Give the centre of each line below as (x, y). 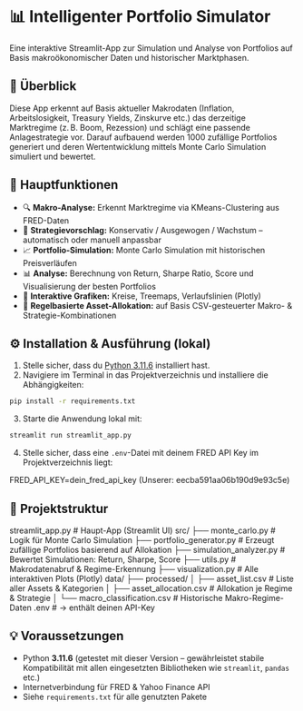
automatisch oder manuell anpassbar (92, 240)
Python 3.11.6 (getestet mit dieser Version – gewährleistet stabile (143, 657)
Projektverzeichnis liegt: (68, 462)
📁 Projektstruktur (59, 509)
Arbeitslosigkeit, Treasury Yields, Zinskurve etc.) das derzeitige (128, 117)
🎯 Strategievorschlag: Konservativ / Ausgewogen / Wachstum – (142, 230)
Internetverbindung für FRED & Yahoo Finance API (116, 686)
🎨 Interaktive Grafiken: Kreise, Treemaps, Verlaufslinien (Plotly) (142, 296)
